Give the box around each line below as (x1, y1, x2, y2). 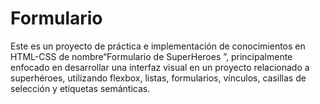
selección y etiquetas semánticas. (10, 82, 151, 94)
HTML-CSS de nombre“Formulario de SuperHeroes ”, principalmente (10, 50, 293, 62)
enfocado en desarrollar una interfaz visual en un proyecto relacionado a (10, 61, 310, 73)
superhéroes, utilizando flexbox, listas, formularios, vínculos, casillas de (10, 72, 307, 84)
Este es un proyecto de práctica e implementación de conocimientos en (10, 40, 306, 52)
